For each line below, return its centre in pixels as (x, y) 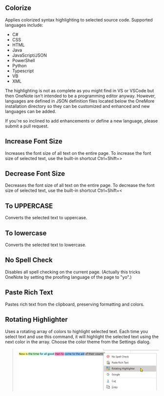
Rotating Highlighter (37, 320)
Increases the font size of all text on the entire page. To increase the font (78, 153)
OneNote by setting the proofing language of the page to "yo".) (68, 277)
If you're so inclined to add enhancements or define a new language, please (82, 121)
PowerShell (23, 60)
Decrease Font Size (35, 174)
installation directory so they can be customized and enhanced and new (78, 106)
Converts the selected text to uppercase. (46, 218)
